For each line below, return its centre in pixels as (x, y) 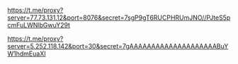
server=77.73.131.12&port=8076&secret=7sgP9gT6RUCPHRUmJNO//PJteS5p (119, 18)
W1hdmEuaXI (27, 53)
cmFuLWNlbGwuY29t (39, 25)
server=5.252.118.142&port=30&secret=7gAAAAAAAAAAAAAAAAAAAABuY (118, 46)
